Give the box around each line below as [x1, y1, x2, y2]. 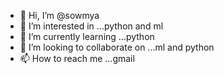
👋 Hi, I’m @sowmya [19, 10, 100, 21]
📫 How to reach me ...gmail [19, 53, 135, 64]
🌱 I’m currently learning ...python [19, 31, 155, 42]
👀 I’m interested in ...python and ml [19, 20, 164, 32]
